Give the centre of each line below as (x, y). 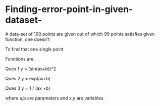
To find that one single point (34, 49)
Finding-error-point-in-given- (69, 9)
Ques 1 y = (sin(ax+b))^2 (31, 69)
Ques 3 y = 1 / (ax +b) (28, 88)
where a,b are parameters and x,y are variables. (55, 98)
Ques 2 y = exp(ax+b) (28, 78)
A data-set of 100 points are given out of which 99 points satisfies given (80, 34)
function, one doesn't (28, 39)
